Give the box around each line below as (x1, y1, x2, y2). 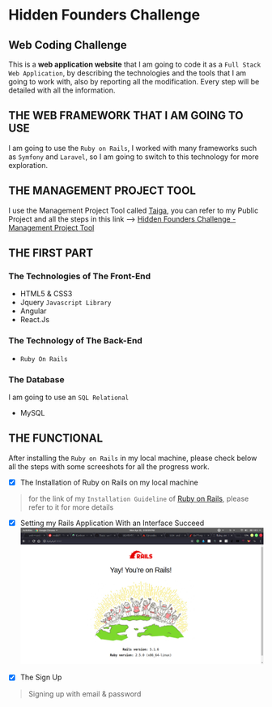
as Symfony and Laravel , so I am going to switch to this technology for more (8, 152, 259, 162)
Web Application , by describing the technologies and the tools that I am (8, 68, 247, 78)
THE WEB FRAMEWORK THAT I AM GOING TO (8, 109, 244, 123)
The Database (8, 373, 65, 385)
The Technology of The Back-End (8, 335, 143, 347)
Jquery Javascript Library (19, 298, 112, 308)
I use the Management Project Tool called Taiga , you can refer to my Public (8, 205, 259, 215)
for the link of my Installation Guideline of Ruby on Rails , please (28, 494, 249, 503)
